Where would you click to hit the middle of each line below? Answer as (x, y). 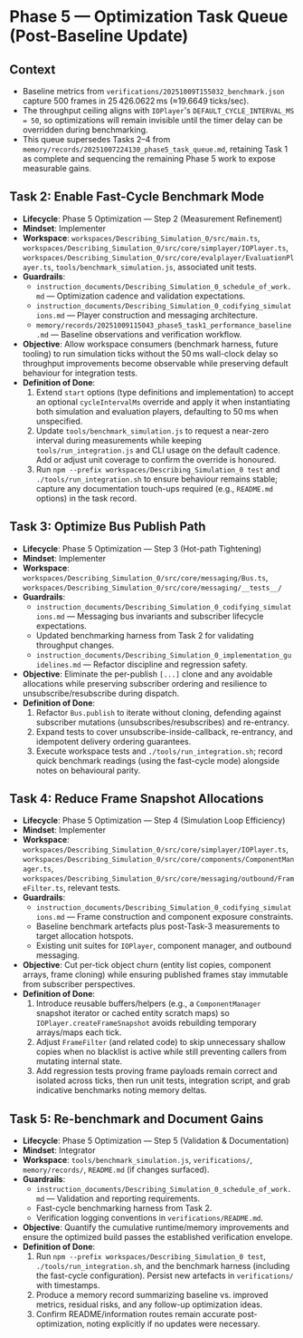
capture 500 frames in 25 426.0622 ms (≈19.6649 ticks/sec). (136, 101)
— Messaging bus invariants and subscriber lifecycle (165, 616)
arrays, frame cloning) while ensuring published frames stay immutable (155, 975)
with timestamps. (68, 1285)
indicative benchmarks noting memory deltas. (121, 1090)
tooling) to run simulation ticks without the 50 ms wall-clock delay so (150, 353)
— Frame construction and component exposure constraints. (180, 917)
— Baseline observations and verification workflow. (147, 334)
